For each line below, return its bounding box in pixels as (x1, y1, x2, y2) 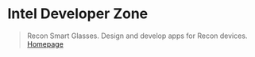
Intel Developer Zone (7, 5, 149, 23)
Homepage (26, 39, 64, 48)
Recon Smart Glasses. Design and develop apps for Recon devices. (26, 31, 248, 40)
